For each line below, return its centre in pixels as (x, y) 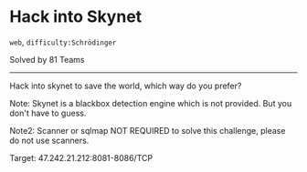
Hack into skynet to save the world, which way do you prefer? (126, 86)
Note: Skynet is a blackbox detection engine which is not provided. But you (151, 103)
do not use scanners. (49, 140)
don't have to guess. (48, 113)
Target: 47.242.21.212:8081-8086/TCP (81, 157)
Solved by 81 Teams (47, 59)
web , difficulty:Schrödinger (63, 42)
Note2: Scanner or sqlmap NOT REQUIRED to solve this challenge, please (148, 130)
